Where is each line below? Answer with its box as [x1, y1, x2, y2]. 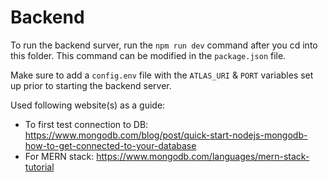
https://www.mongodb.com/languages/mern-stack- [96, 150, 310, 162]
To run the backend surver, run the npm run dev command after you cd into [10, 39, 318, 51]
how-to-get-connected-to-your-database [24, 139, 197, 151]
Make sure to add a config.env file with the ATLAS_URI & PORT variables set [10, 69, 314, 81]
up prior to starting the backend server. [10, 79, 172, 91]
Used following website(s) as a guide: [10, 99, 166, 111]
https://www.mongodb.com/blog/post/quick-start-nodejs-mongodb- [24, 129, 308, 141]
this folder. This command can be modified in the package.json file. [10, 49, 287, 61]
